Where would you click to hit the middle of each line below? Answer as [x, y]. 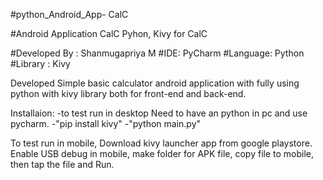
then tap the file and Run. [62, 164]
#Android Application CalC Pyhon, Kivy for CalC [109, 33]
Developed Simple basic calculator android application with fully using [155, 83]
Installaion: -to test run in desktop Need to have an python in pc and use [159, 113]
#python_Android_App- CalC [69, 14]
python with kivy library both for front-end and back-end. [128, 93]
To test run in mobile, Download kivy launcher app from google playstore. [161, 143]
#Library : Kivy [40, 63]
